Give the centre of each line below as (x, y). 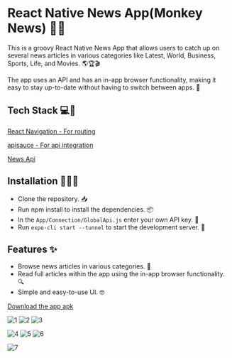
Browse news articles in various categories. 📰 (84, 266)
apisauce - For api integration (50, 145)
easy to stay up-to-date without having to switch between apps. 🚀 (104, 87)
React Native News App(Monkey (105, 13)
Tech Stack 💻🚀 (42, 110)
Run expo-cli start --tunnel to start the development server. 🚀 (111, 227)
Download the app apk (40, 306)
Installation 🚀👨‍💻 (43, 181)
